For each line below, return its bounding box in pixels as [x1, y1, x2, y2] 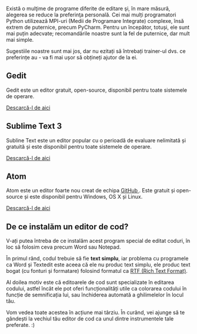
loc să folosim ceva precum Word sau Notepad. [6, 243, 121, 250]
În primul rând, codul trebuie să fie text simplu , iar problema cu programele [6, 255, 189, 262]
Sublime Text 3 [6, 121, 62, 131]
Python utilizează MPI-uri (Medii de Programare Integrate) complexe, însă [6, 18, 184, 24]
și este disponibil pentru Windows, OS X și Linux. [24, 193, 143, 201]
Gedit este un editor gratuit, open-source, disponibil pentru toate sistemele [6, 86, 187, 93]
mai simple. [6, 36, 34, 43]
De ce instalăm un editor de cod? [6, 222, 129, 232]
